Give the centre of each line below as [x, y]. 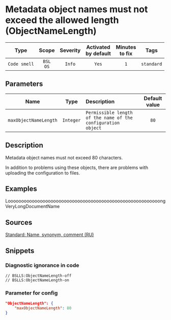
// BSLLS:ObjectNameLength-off [38, 276]
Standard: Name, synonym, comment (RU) [50, 235]
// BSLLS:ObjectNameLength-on [37, 280]
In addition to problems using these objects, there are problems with [77, 167]
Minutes [126, 47]
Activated [98, 47]
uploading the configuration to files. [43, 173]
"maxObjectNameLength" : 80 [43, 308]
